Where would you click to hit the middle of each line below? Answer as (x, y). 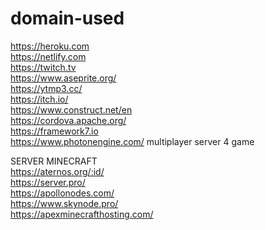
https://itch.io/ (39, 99)
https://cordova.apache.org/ (68, 120)
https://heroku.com (50, 46)
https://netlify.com (48, 56)
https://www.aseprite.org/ (63, 78)
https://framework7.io (54, 131)
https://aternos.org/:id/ (57, 171)
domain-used (67, 18)
